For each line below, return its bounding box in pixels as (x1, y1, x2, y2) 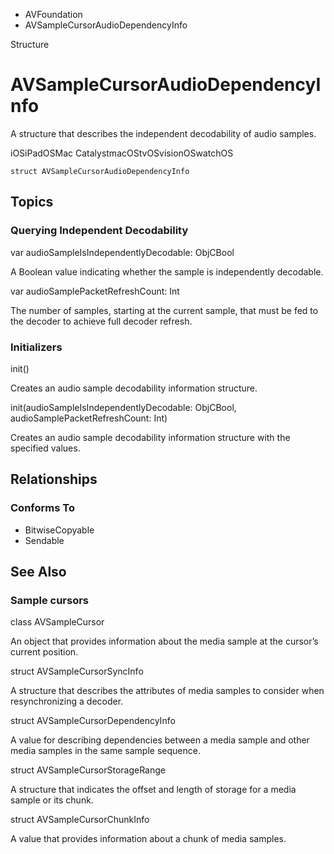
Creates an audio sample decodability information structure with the (10, 431, 291, 443)
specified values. (10, 442, 81, 454)
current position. (10, 646, 79, 658)
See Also (10, 564, 67, 580)
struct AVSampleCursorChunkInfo (10, 814, 150, 826)
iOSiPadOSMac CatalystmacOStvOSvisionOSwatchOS (10, 147, 234, 159)
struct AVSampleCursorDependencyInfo (10, 715, 176, 727)
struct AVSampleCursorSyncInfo (10, 665, 144, 678)
